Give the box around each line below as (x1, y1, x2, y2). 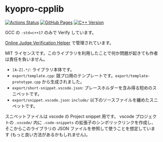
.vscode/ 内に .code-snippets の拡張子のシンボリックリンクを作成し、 (14, 119, 156, 125)
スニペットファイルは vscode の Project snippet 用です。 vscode (5, 113, 135, 119)
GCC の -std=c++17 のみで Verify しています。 (5, 29, 96, 35)
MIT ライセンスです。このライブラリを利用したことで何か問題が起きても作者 (5, 50, 158, 56)
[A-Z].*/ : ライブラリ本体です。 (12, 67, 74, 72)
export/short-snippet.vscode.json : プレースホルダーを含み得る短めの (12, 85, 153, 90)
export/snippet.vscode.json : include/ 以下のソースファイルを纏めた (12, 97, 150, 103)
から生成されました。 (41, 79, 85, 85)
